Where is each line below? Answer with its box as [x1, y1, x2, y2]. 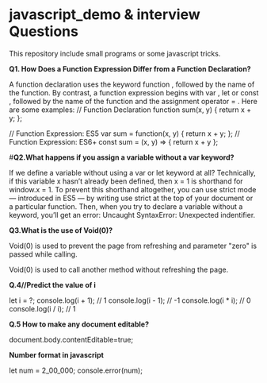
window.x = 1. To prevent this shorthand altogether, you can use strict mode [9, 184, 257, 194]
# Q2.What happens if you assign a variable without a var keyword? [9, 153, 235, 162]
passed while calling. [9, 249, 78, 259]
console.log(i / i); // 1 [9, 304, 76, 313]
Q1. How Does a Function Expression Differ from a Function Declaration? [9, 64, 252, 73]
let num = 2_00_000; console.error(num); [9, 366, 143, 375]
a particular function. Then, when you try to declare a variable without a [9, 201, 243, 211]
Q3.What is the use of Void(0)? [9, 225, 113, 235]
